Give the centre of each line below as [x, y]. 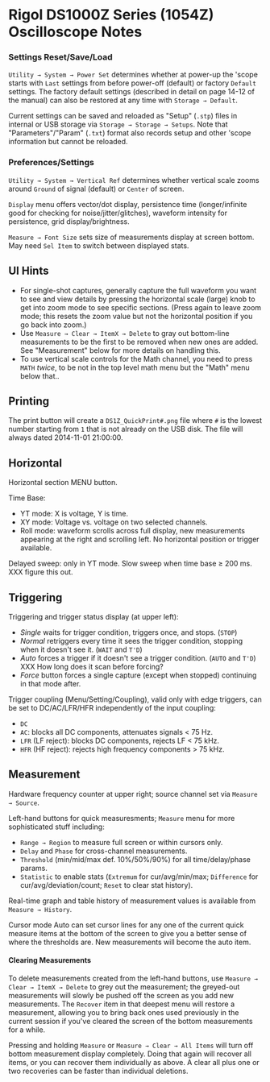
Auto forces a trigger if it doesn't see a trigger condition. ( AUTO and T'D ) [138, 658]
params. [34, 868]
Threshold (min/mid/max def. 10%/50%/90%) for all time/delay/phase [135, 859]
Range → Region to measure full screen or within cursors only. [121, 842]
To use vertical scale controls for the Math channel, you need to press [136, 359]
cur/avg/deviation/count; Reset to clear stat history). [106, 885]
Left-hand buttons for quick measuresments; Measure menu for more [122, 818]
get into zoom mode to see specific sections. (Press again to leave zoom [141, 307]
